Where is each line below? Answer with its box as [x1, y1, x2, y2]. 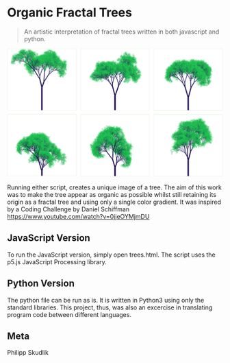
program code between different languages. [7, 310, 132, 318]
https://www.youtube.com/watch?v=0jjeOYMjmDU [7, 213, 150, 220]
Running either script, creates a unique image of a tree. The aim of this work [7, 183, 222, 191]
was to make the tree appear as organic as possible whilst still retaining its [7, 191, 217, 198]
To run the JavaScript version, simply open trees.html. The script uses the [7, 250, 216, 259]
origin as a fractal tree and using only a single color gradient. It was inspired [7, 198, 221, 206]
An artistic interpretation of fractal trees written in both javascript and [23, 27, 220, 36]
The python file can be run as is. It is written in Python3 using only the [7, 296, 205, 304]
